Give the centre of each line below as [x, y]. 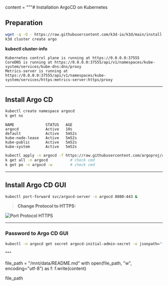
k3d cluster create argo [31, 39]
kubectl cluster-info [26, 48]
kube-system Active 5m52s [41, 147]
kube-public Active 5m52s [41, 142]
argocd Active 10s [39, 129]
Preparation [24, 23]
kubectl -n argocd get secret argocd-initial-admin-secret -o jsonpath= [82, 244]
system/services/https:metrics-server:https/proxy [59, 79]
